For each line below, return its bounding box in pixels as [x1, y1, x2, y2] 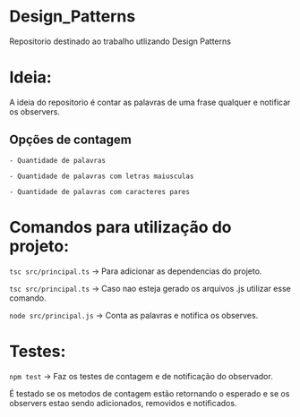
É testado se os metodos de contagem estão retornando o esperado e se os [9, 387, 290, 399]
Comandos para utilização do [9, 217, 232, 237]
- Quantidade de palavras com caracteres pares [9, 187, 191, 196]
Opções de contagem [9, 132, 132, 148]
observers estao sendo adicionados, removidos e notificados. [9, 397, 237, 408]
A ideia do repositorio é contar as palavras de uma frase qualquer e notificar [9, 97, 291, 107]
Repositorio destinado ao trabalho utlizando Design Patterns [9, 36, 231, 47]
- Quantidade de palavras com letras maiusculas [9, 172, 194, 181]
